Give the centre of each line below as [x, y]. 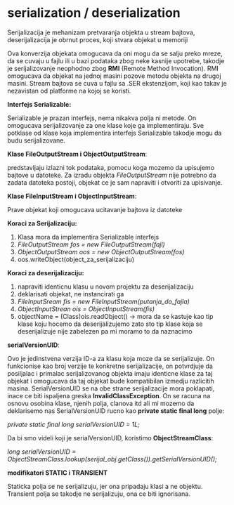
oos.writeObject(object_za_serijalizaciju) [76, 259]
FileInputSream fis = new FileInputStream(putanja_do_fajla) [103, 301]
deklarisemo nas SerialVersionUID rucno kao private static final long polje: [116, 411]
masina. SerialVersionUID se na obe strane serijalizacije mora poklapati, [111, 388]
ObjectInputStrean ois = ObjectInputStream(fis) [86, 309]
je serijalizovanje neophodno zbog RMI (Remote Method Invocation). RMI [113, 68]
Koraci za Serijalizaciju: [42, 223]
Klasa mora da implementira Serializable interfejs [88, 237]
